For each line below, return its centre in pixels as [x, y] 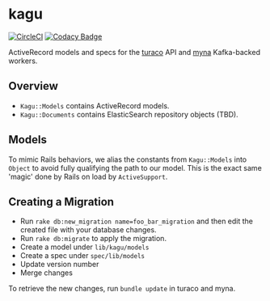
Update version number [59, 265]
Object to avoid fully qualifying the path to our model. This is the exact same [135, 167]
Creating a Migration [61, 202]
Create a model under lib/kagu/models [84, 247]
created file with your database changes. [88, 230]
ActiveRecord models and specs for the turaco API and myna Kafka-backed [135, 52]
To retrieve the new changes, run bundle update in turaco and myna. [122, 289]
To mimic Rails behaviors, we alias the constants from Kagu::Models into [128, 159]
